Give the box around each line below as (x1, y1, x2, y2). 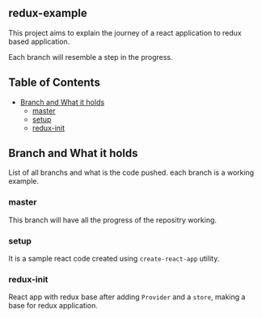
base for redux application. (8, 301, 99, 311)
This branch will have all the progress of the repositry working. (8, 214, 217, 225)
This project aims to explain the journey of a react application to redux (8, 28, 242, 37)
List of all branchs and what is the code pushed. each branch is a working (8, 167, 255, 177)
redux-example (8, 6, 87, 20)
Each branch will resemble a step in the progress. (8, 52, 173, 61)
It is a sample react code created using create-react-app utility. (8, 254, 220, 264)
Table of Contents (8, 76, 101, 90)
